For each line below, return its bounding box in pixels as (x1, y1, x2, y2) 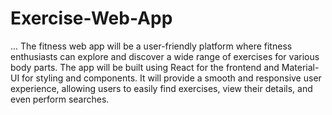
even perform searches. (10, 93, 110, 105)
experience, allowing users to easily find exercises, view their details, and (10, 82, 313, 94)
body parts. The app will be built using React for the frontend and (10, 61, 280, 73)
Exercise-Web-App (10, 7, 173, 30)
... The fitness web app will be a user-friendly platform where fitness (10, 40, 293, 52)
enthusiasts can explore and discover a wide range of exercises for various (10, 50, 320, 62)
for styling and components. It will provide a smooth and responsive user (21, 72, 322, 84)
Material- (281, 61, 320, 73)
